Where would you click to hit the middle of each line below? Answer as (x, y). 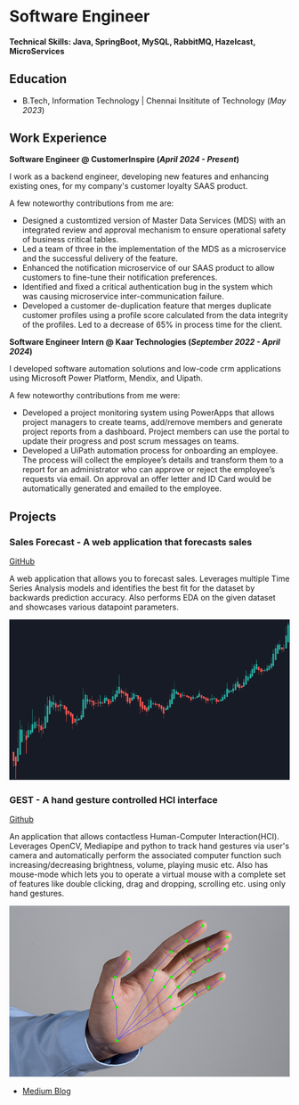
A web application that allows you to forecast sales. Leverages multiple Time (149, 579)
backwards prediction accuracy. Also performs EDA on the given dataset (142, 598)
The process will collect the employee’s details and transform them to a (153, 460)
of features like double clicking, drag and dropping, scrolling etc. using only (148, 883)
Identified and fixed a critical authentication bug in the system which (147, 287)
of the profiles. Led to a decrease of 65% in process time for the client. (152, 325)
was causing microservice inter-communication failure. (123, 297)
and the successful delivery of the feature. (100, 258)
